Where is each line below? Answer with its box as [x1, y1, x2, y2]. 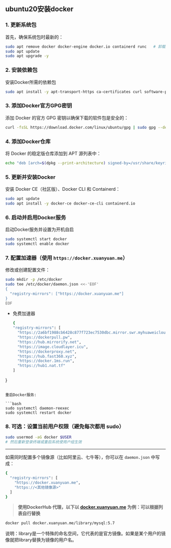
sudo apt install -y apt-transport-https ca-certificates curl [5, 89, 142, 94]
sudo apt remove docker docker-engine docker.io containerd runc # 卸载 [5, 44, 166, 49]
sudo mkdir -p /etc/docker [5, 277, 63, 282]
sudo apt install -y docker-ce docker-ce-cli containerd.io [5, 201, 136, 206]
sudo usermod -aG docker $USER [5, 435, 72, 440]
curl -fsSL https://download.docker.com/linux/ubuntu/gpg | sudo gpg [5, 125, 156, 130]
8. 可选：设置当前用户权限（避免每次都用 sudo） [5, 423, 125, 430]
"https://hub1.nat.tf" [17, 363, 66, 368]
